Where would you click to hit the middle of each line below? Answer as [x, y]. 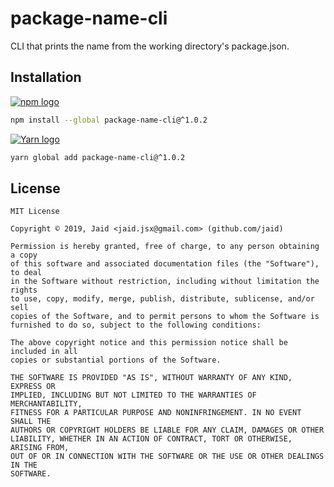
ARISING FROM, [40, 448]
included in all [44, 352]
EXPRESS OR [33, 387]
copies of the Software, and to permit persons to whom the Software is [165, 317]
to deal [26, 273]
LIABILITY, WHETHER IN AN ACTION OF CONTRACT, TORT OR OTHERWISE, [151, 439]
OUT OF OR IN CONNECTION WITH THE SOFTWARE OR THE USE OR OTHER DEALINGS [167, 457]
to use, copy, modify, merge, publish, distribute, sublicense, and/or [162, 299]
